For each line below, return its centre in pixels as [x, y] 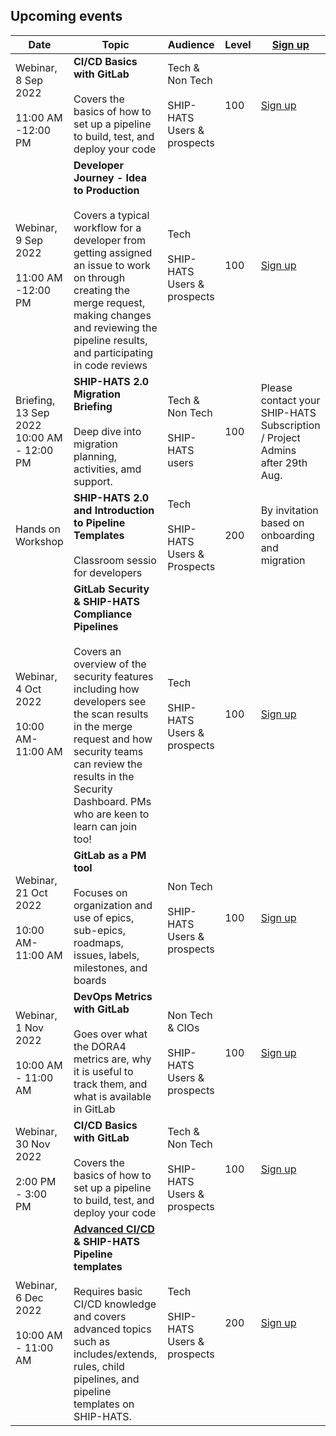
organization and [113, 905]
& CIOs [183, 1027]
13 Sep [32, 412]
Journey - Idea [110, 177]
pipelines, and [106, 1379]
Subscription [290, 425]
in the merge [103, 726]
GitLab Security [111, 589]
